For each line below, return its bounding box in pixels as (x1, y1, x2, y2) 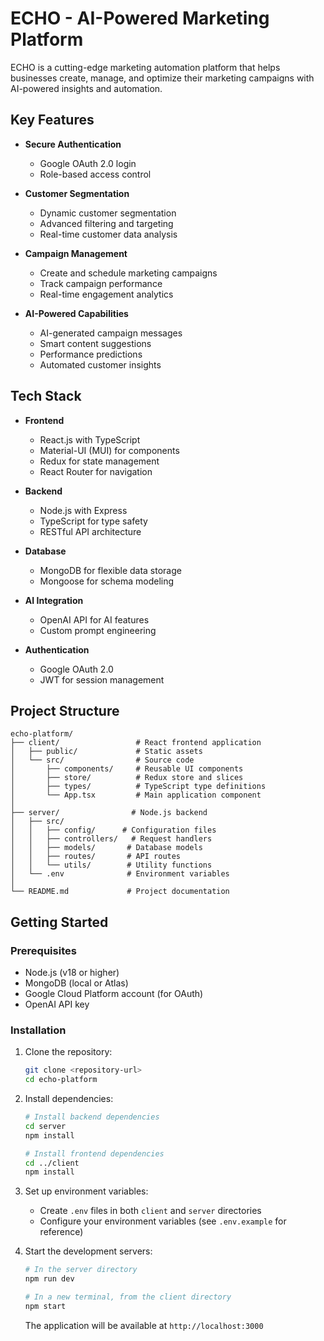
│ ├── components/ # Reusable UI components (10, 764, 244, 774)
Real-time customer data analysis (39, 228, 178, 240)
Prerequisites (10, 943, 77, 957)
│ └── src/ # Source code (10, 755, 195, 766)
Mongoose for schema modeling (39, 575, 175, 587)
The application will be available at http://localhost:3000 (24, 1319, 264, 1331)
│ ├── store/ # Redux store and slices (10, 773, 244, 783)
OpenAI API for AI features (39, 613, 150, 626)
